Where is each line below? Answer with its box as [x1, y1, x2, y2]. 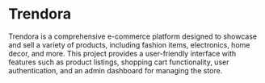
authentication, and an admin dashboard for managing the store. [8, 65, 223, 75]
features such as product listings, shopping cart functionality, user [8, 57, 229, 67]
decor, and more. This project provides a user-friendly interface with [8, 48, 237, 58]
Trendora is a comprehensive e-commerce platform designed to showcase [8, 31, 258, 41]
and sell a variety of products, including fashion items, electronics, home [8, 39, 250, 49]
